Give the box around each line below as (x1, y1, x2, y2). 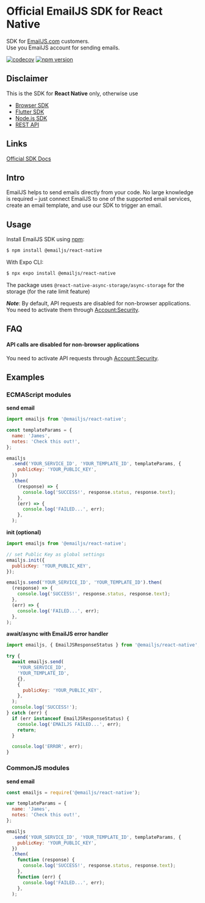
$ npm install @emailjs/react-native (6, 247, 103, 254)
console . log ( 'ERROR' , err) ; (12, 744, 84, 750)
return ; (17, 727, 37, 733)
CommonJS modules (6, 764, 70, 772)
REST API (15, 121, 40, 128)
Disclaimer (6, 73, 48, 84)
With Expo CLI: (6, 258, 44, 266)
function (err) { (17, 874, 62, 880)
